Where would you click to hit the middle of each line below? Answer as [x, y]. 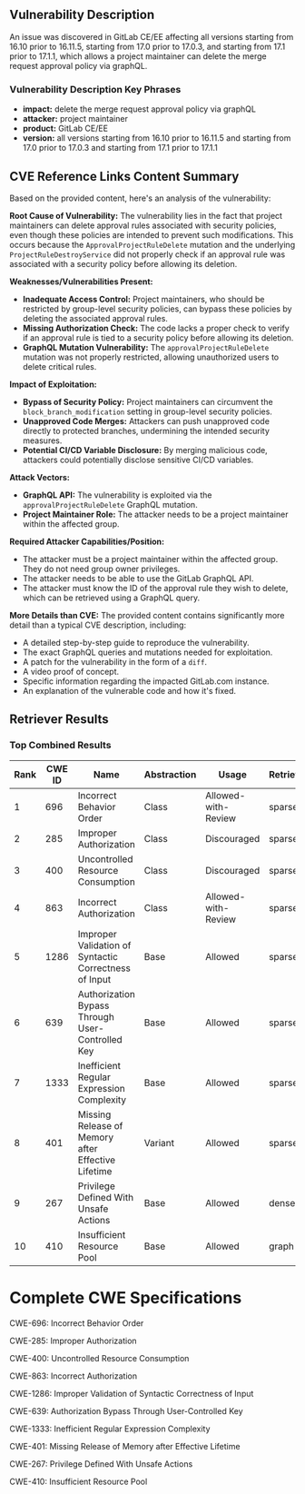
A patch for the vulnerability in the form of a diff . [114, 661]
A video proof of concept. [71, 671]
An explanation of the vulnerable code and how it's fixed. [129, 690]
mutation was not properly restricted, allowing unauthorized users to [151, 357]
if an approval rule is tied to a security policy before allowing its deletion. [158, 337]
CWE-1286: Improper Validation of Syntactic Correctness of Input [132, 1393]
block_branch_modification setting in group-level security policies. [147, 411]
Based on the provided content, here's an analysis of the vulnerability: [140, 198]
